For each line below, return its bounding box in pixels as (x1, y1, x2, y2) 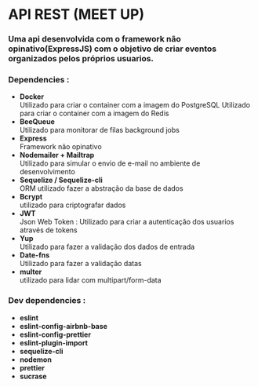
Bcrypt (19, 192, 43, 202)
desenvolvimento (19, 167, 76, 177)
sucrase (19, 371, 47, 381)
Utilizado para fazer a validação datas (19, 259, 143, 268)
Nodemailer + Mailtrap (19, 151, 95, 160)
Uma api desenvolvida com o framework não (8, 34, 182, 45)
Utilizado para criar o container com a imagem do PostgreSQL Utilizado (19, 100, 251, 110)
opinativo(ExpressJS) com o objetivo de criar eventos (8, 43, 217, 54)
